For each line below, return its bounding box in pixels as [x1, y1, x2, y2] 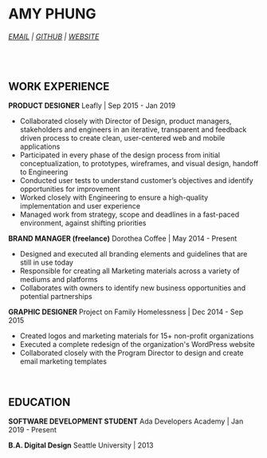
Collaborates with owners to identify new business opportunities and [19, 283, 245, 293]
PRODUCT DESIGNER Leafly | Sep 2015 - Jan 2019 [8, 101, 176, 110]
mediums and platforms [19, 275, 98, 285]
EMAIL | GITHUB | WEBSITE [8, 31, 100, 41]
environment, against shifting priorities [19, 218, 147, 228]
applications [19, 141, 61, 152]
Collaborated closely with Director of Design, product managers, [19, 117, 232, 126]
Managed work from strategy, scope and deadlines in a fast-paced [19, 209, 240, 220]
